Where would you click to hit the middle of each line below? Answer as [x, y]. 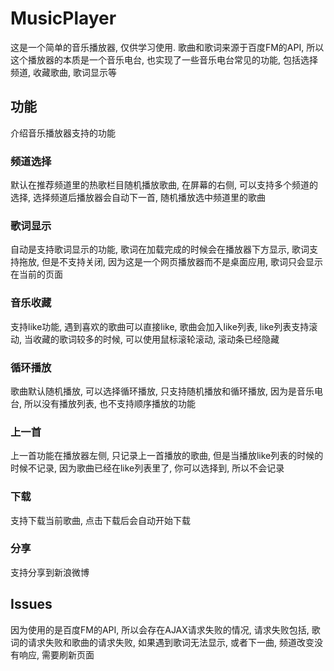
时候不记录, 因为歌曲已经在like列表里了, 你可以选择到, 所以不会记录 [147, 468]
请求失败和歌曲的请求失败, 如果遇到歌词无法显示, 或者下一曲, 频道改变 [171, 642]
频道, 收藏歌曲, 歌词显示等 [63, 72]
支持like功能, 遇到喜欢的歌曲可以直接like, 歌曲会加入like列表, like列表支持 [160, 326]
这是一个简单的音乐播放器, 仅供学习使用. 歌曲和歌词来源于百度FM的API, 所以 [167, 47]
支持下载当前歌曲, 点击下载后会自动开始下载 [100, 520]
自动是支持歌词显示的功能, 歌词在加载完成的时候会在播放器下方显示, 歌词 [160, 249]
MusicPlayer [63, 18]
